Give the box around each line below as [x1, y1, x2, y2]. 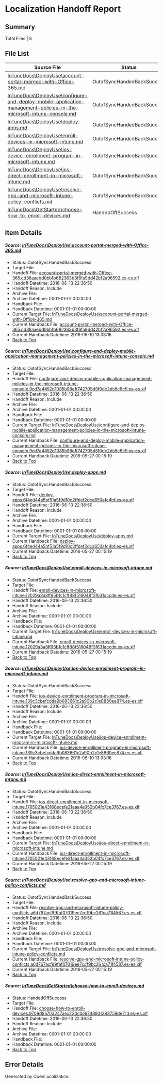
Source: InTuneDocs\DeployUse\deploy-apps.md [5, 469, 106, 475]
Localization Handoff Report [5, 3, 121, 15]
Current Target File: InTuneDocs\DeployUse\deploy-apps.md [12, 533, 133, 539]
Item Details [5, 229, 42, 237]
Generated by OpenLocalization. [5, 1073, 70, 1079]
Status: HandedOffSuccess [12, 995, 67, 1001]
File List [5, 49, 29, 58]
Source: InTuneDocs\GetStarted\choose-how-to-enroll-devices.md [5, 983, 145, 988]
